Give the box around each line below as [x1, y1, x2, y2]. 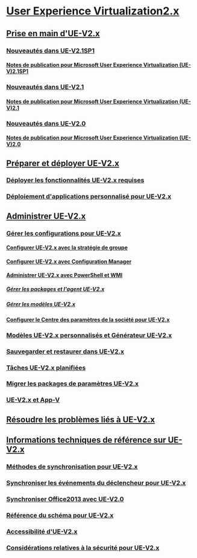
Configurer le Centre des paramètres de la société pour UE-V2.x [6, 316, 170, 323]
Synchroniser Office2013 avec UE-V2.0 [6, 495, 124, 503]
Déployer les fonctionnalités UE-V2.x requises [6, 176, 145, 185]
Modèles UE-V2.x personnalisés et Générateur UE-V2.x [6, 331, 172, 339]
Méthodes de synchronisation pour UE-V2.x [6, 463, 138, 471]
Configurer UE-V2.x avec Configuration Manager [6, 258, 132, 265]
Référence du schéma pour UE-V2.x [6, 511, 114, 519]
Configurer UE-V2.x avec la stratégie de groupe [6, 244, 128, 251]
